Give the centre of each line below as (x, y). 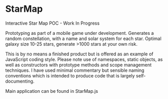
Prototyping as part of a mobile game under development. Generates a (80, 33)
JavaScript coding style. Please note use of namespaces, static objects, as (84, 59)
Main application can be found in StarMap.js (52, 91)
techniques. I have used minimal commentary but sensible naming (75, 70)
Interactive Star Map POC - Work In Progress (52, 23)
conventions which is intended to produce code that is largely (70, 75)
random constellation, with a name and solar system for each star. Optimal (83, 38)
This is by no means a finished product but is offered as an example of (79, 54)
